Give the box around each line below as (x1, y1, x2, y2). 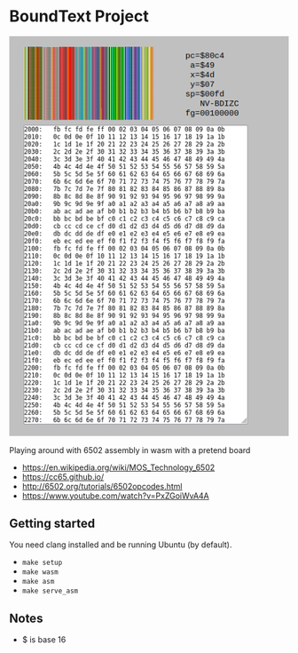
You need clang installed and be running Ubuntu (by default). (9, 539, 232, 550)
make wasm (21, 568, 59, 577)
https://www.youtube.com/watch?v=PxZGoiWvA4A (21, 490, 210, 501)
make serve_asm (21, 586, 79, 596)
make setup (21, 558, 63, 568)
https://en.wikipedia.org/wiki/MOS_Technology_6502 (21, 462, 216, 473)
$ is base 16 (21, 634, 67, 645)
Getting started (9, 515, 96, 530)
